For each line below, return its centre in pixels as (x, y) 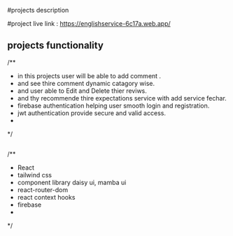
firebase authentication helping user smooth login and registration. (113, 105)
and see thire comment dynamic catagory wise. (86, 83)
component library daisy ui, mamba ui (72, 183)
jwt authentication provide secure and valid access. (92, 113)
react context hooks (46, 198)
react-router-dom (43, 190)
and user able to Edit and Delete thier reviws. (82, 91)
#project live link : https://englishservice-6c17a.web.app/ (89, 23)
